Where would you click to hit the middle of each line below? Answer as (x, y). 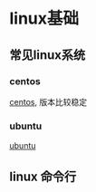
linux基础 (44, 19)
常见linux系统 (48, 55)
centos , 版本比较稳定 (48, 101)
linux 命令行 (43, 176)
